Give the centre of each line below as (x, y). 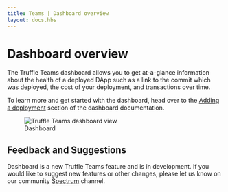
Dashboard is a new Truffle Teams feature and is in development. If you (108, 167)
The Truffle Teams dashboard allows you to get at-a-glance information (108, 73)
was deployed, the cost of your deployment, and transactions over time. (109, 87)
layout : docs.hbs (32, 20)
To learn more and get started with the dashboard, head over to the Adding (113, 101)
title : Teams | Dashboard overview (58, 13)
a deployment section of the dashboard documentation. (86, 108)
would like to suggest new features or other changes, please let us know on (114, 174)
